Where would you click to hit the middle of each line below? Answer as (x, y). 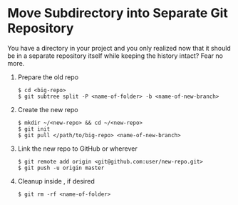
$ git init (34, 129)
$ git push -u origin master (61, 168)
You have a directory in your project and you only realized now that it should (119, 48)
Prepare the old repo (48, 77)
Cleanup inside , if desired (56, 181)
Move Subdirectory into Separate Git (118, 13)
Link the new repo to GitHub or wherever (77, 149)
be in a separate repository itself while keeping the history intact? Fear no (115, 56)
